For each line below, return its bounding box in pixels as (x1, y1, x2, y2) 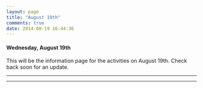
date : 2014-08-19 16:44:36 (6, 25, 74, 32)
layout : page (6, 8, 39, 15)
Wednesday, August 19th (6, 44, 71, 51)
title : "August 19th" (6, 14, 61, 20)
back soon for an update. (6, 63, 69, 71)
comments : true (6, 20, 45, 26)
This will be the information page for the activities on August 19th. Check (6, 57, 187, 65)
